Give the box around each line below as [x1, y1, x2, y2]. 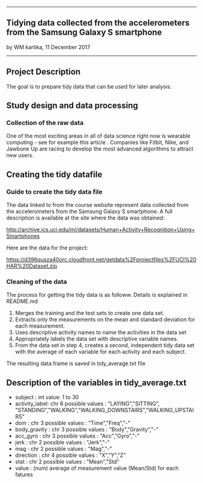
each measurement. [14, 322, 65, 329]
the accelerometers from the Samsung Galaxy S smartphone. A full [6, 208, 173, 215]
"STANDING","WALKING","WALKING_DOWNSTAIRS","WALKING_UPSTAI [14, 407, 195, 414]
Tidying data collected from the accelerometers [6, 18, 190, 28]
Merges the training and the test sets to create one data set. [14, 309, 164, 317]
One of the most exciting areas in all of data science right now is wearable [6, 132, 191, 140]
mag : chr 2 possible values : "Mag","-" [14, 445, 112, 453]
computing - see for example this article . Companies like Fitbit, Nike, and [6, 139, 189, 146]
